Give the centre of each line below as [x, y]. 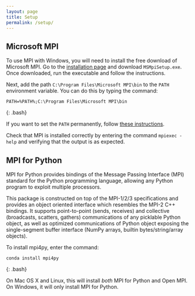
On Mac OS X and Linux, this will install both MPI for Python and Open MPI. [97, 280]
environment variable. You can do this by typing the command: [82, 91]
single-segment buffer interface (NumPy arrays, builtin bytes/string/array [95, 230]
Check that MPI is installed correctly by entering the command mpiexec [92, 136]
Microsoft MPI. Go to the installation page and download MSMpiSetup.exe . [94, 67]
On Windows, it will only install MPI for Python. [62, 287]
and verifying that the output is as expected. [71, 142]
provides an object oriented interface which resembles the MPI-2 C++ [91, 205]
